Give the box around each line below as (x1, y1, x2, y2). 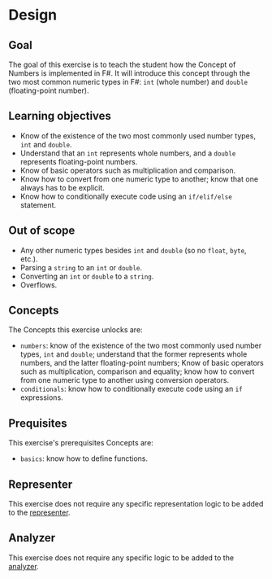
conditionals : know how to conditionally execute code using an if (19, 384, 244, 394)
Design (8, 6, 58, 24)
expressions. (19, 393, 63, 402)
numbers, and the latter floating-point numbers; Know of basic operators (19, 358, 264, 368)
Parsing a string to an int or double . (19, 262, 143, 272)
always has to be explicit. (19, 182, 106, 192)
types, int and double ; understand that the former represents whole (19, 349, 248, 359)
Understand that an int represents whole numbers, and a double (19, 148, 236, 158)
